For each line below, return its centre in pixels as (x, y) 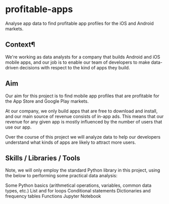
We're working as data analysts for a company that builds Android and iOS (83, 57)
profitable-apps (39, 9)
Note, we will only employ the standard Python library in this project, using (83, 170)
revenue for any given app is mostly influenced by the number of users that (84, 121)
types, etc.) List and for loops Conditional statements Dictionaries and (78, 191)
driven (12, 67)
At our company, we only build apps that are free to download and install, (81, 111)
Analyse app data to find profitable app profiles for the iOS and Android (79, 23)
